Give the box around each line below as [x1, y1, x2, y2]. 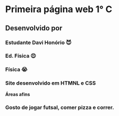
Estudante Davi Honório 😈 [5, 39, 72, 46]
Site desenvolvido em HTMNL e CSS [5, 80, 96, 87]
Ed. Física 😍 [5, 52, 36, 59]
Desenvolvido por [5, 24, 62, 32]
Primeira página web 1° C [5, 4, 112, 15]
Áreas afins [5, 91, 30, 97]
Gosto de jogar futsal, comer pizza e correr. [5, 104, 114, 111]
